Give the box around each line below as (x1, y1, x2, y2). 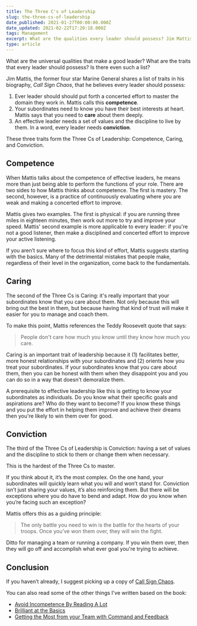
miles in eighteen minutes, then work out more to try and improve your (6, 217, 176, 224)
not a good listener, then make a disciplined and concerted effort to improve (6, 229, 190, 236)
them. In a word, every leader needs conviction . (14, 124, 131, 131)
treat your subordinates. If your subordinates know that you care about (6, 364, 177, 371)
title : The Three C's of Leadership (6, 8, 96, 15)
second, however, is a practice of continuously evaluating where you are (6, 193, 181, 200)
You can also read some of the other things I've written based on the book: (6, 590, 187, 597)
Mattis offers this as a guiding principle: (6, 510, 101, 517)
